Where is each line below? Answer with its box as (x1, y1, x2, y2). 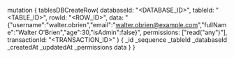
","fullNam (198, 21, 227, 29)
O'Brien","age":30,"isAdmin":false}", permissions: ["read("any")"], (38, 28, 228, 36)
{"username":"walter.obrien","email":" (7, 21, 117, 29)
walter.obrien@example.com (115, 21, 198, 29)
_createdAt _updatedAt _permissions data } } (7, 43, 136, 51)
